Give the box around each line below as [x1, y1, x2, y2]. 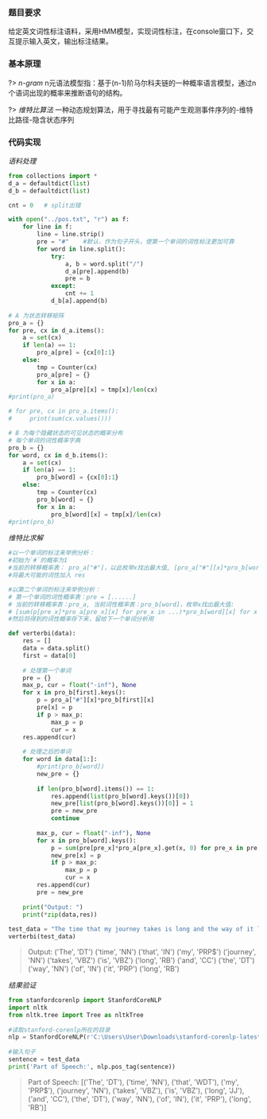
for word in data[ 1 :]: [22, 756, 98, 763]
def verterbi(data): [8, 630, 77, 638]
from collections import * [8, 172, 98, 180]
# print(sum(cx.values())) [8, 415, 112, 423]
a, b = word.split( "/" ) [64, 260, 145, 268]
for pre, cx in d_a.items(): [8, 326, 105, 335]
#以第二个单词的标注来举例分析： [8, 585, 101, 593]
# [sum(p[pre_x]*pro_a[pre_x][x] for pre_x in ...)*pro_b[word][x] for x [8, 608, 258, 616]
